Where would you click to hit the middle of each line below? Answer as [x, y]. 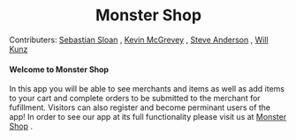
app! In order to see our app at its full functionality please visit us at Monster [148, 117]
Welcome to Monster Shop [59, 69]
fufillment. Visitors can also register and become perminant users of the [140, 107]
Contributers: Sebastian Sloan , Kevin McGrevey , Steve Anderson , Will [139, 40]
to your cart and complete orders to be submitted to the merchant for [135, 99]
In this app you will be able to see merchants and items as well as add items [147, 89]
